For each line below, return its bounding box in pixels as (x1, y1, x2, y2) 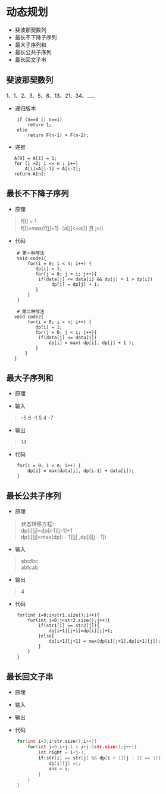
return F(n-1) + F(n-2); (27, 132, 89, 138)
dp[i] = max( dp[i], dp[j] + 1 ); (48, 340, 134, 346)
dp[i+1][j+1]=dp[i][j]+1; (48, 628, 113, 634)
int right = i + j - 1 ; (37, 749, 86, 755)
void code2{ (14, 314, 44, 320)
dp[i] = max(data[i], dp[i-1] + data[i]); (27, 468, 134, 474)
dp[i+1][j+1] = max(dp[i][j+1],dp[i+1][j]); (48, 638, 161, 645)
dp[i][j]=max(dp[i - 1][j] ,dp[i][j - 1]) (20, 533, 107, 540)
